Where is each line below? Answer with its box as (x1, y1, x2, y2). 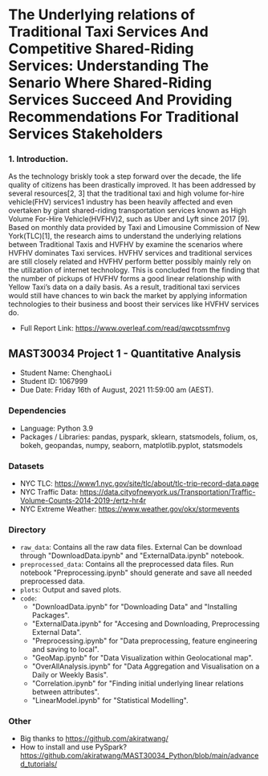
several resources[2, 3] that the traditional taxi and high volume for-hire (8, 188, 245, 198)
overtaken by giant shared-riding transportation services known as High (8, 206, 246, 216)
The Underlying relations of (8, 6, 195, 24)
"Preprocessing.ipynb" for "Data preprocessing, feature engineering (31, 636, 258, 646)
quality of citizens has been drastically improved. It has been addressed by (8, 180, 257, 190)
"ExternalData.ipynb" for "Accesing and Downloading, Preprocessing (31, 619, 260, 628)
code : (19, 593, 38, 603)
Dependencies (8, 405, 67, 416)
